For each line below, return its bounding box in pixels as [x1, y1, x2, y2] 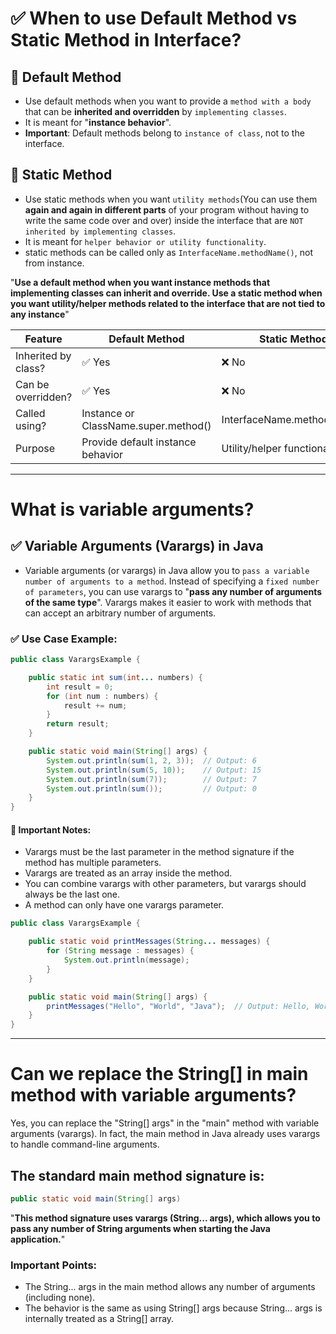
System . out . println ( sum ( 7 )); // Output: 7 [46, 774, 257, 784]
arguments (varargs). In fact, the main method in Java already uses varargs [10, 1128, 321, 1140]
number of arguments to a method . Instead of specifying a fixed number [24, 575, 320, 587]
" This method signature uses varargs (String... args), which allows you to [10, 1212, 321, 1224]
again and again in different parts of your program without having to [24, 203, 310, 216]
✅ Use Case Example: [10, 632, 118, 646]
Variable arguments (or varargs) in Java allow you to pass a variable [24, 564, 310, 576]
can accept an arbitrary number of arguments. [24, 607, 217, 619]
